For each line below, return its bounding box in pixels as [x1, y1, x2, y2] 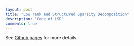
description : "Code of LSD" [5, 16, 64, 21]
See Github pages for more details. [5, 35, 78, 41]
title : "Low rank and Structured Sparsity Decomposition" [5, 12, 129, 17]
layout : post [5, 7, 33, 12]
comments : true [5, 21, 37, 26]
